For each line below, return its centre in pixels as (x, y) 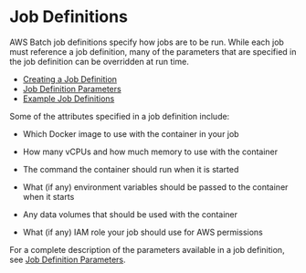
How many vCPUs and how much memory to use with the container (150, 152)
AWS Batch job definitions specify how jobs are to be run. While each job (147, 42)
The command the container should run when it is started (131, 169)
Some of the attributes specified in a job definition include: (120, 116)
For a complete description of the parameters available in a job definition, (147, 249)
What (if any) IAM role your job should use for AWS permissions (142, 232)
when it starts (48, 196)
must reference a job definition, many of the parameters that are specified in (153, 51)
